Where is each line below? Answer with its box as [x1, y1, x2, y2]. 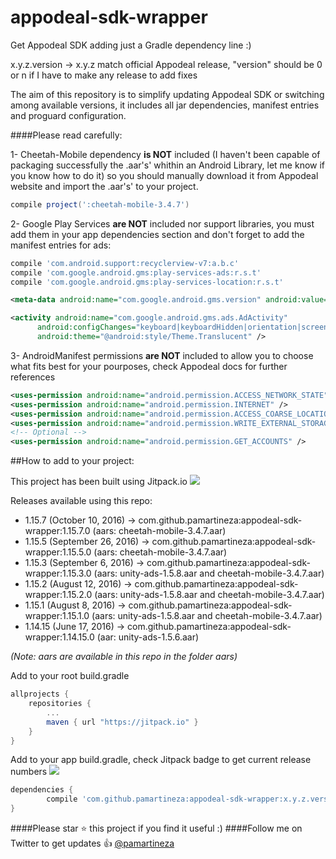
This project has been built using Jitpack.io [10, 476, 188, 488]
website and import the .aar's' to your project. [10, 180, 199, 192]
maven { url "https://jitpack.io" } [46, 717, 199, 727]
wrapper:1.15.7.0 [24, 525, 91, 537]
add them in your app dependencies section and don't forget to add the [10, 228, 305, 240]
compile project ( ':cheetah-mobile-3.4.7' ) [10, 199, 190, 210]
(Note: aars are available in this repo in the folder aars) [10, 651, 238, 663]
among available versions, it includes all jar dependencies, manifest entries [10, 99, 320, 111]
